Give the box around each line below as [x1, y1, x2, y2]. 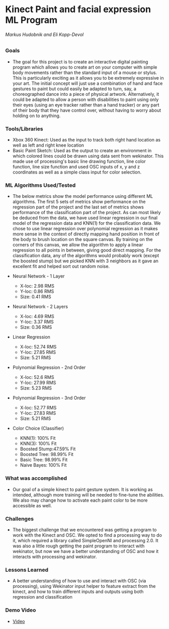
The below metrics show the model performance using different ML [12, 193, 153, 199]
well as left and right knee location [12, 142, 84, 148]
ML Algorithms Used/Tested [5, 182, 76, 189]
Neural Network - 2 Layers [12, 303, 68, 310]
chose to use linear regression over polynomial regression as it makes [12, 226, 158, 232]
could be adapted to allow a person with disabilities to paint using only [12, 96, 159, 102]
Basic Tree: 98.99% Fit [20, 457, 68, 463]
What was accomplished [5, 475, 67, 482]
